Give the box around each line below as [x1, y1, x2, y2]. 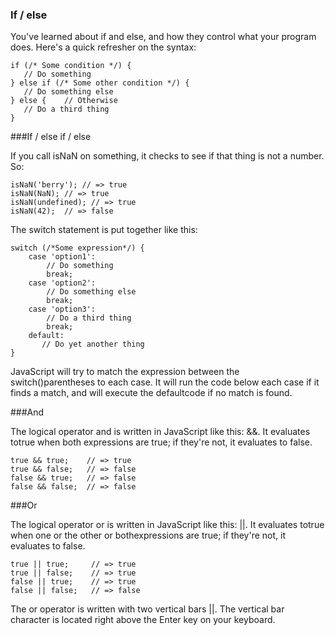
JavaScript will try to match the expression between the [10, 366, 240, 378]
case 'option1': [28, 252, 97, 262]
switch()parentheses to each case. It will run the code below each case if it [10, 376, 320, 388]
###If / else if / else [10, 131, 92, 143]
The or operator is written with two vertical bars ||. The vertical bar [10, 603, 285, 615]
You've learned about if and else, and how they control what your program [10, 31, 317, 43]
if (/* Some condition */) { [10, 61, 132, 71]
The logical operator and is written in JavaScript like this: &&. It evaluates [10, 426, 311, 438]
